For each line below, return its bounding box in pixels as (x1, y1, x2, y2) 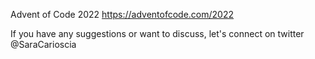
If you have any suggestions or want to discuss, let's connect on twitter (10, 28, 305, 39)
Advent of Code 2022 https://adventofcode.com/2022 (10, 9, 235, 20)
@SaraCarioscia (10, 39, 77, 50)
